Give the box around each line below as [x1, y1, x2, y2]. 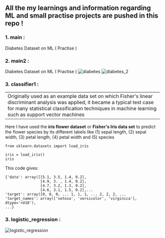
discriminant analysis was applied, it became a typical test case [7, 99, 154, 106]
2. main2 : [5, 57, 29, 64]
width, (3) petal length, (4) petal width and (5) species [5, 134, 114, 140]
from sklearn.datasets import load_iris [5, 144, 89, 149]
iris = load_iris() [5, 152, 45, 158]
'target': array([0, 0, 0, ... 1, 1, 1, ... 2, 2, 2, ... [5, 192, 126, 197]
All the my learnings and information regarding [5, 4, 151, 12]
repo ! [5, 19, 24, 27]
